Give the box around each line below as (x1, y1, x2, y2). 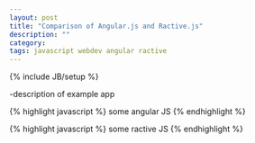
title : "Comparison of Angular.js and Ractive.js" (9, 22, 204, 31)
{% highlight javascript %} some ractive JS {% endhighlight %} (9, 123, 243, 135)
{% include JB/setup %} (9, 71, 99, 82)
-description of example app (9, 89, 115, 100)
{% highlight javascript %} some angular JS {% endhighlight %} (9, 106, 246, 117)
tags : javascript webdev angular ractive (9, 47, 168, 56)
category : (9, 38, 47, 48)
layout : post (9, 13, 59, 22)
